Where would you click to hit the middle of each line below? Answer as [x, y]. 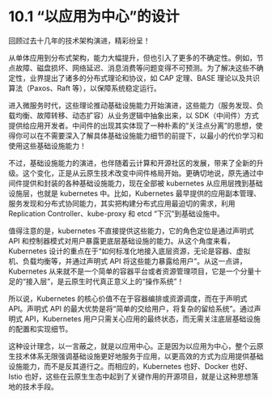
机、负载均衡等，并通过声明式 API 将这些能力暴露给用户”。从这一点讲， [127, 261]
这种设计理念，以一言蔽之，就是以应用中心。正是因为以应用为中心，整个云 [132, 346]
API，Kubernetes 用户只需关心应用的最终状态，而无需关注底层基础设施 [142, 318]
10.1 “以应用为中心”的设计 [94, 17]
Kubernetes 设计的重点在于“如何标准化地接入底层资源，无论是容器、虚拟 [130, 251]
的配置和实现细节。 [40, 329]
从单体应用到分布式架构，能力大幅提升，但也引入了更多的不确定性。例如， [132, 57]
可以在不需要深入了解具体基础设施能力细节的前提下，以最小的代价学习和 [143, 135]
